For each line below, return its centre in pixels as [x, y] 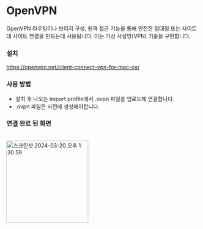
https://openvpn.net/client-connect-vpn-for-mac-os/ [73, 67]
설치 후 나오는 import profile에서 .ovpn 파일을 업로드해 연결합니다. [94, 99]
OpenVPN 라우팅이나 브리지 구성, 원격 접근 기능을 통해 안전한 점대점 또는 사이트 [102, 28]
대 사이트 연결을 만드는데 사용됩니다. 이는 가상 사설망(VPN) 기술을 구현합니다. [99, 36]
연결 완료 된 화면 [29, 124]
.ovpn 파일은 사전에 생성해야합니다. [57, 106]
